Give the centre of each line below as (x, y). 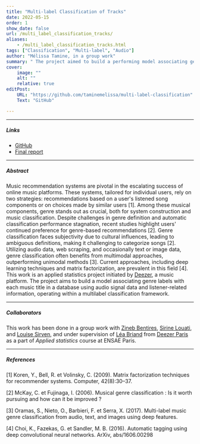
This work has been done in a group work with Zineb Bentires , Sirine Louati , (99, 328)
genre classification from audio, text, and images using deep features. (92, 417)
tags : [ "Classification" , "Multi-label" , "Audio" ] (70, 51)
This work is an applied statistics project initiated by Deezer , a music (90, 274)
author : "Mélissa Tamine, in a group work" (61, 56)
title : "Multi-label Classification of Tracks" (66, 12)
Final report (29, 151)
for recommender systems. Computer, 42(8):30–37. (69, 381)
